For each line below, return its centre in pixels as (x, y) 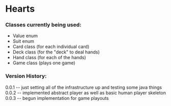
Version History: (26, 76)
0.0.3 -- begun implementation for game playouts (57, 98)
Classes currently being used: (43, 25)
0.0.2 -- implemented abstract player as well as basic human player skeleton (86, 93)
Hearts (20, 9)
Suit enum (23, 41)
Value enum (25, 36)
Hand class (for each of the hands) (49, 58)
